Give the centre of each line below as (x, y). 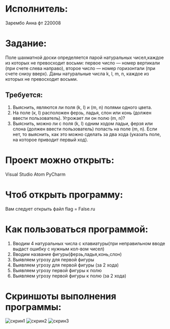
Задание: (26, 43)
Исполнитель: (37, 9)
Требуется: (24, 95)
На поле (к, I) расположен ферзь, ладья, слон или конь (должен (82, 113)
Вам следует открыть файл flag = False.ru (50, 209)
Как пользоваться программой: (77, 229)
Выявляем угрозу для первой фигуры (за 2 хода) (66, 265)
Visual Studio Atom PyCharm (36, 174)
